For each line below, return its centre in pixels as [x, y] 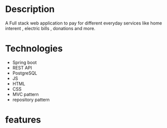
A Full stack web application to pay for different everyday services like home [83, 23]
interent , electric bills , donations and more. [50, 28]
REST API [22, 67]
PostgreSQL [25, 73]
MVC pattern [25, 94]
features [23, 120]
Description [30, 9]
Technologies [34, 49]
